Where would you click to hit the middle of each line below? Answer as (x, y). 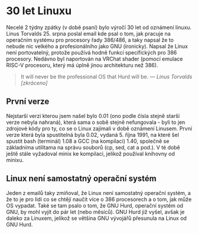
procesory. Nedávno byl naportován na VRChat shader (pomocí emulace (95, 59)
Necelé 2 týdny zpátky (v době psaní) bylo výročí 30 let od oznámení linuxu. (99, 27)
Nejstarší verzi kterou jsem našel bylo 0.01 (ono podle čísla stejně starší (93, 116)
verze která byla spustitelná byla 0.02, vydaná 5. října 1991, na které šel (92, 135)
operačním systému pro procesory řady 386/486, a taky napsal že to (90, 40)
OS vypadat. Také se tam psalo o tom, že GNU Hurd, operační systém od (95, 205)
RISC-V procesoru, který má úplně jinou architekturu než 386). (82, 65)
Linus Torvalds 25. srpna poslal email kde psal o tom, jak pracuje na (88, 33)
